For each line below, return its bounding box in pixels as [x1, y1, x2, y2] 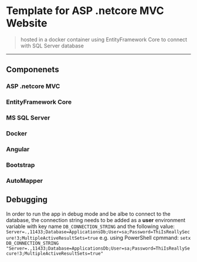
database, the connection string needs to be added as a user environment [6, 216, 186, 223]
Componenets [6, 64, 60, 74]
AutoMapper [6, 176, 43, 185]
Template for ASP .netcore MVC [6, 4, 164, 18]
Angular [6, 145, 30, 153]
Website [6, 16, 47, 30]
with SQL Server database [20, 42, 84, 49]
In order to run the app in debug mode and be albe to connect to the [6, 210, 171, 217]
